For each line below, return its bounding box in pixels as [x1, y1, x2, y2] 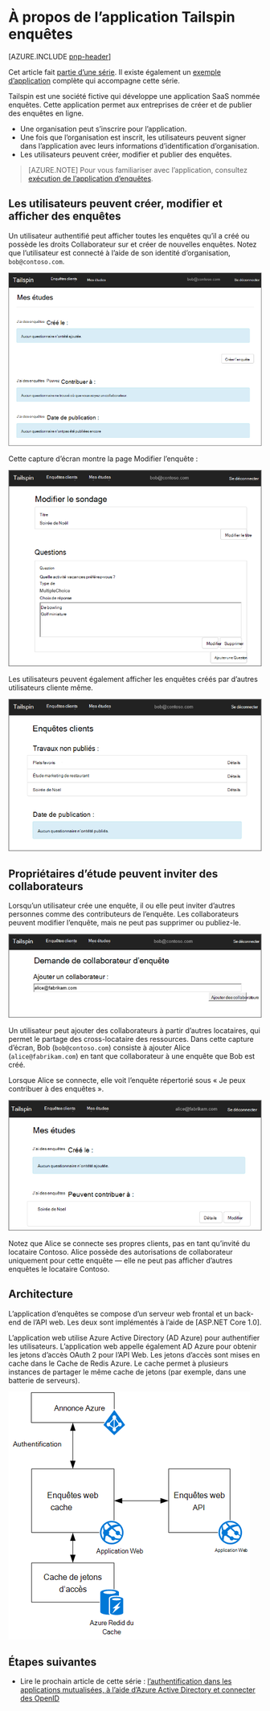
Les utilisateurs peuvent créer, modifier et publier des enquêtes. [19, 149, 232, 159]
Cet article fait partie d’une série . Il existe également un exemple [8, 67, 221, 76]
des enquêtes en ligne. [8, 108, 84, 118]
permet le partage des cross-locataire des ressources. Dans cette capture [8, 1035, 255, 1044]
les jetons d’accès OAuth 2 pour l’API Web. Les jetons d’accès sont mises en [8, 1350, 260, 1359]
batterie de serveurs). [8, 1375, 80, 1385]
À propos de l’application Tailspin [8, 8, 235, 27]
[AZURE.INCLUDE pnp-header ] [8, 51, 112, 61]
